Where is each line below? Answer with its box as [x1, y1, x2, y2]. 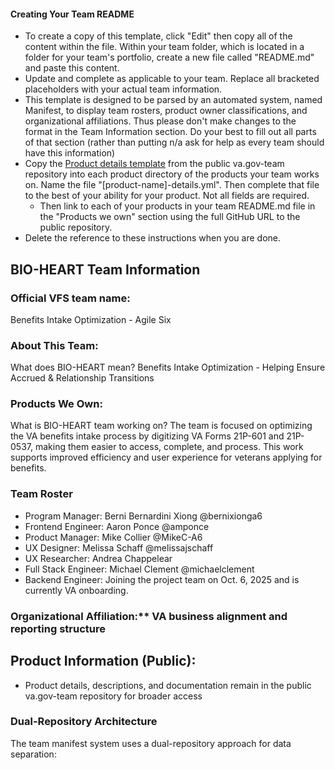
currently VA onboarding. [24, 584, 129, 596]
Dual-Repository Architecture [10, 715, 158, 729]
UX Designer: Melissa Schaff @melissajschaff [24, 541, 214, 554]
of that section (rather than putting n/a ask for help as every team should [24, 136, 325, 149]
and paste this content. [24, 62, 120, 74]
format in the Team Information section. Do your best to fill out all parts [24, 126, 317, 138]
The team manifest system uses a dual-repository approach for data [10, 737, 292, 749]
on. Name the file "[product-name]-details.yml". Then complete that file [24, 179, 320, 191]
